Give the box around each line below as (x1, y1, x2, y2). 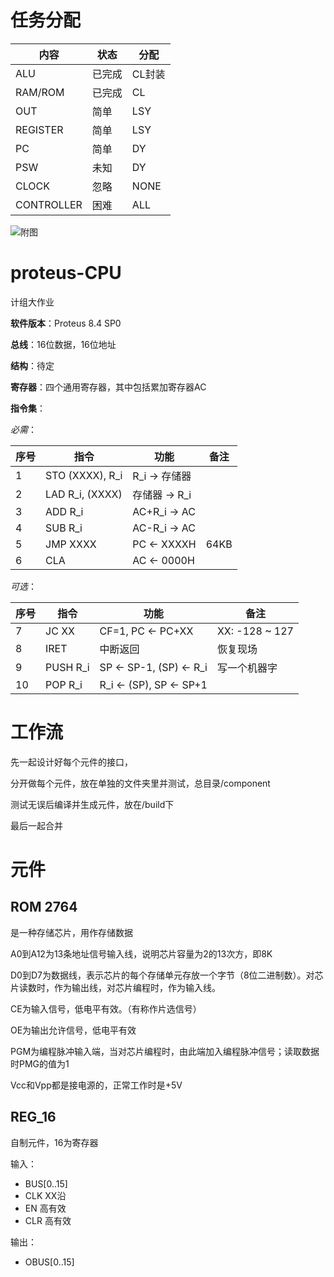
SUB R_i (45, 521, 83, 535)
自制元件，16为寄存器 (10, 1136, 99, 1148)
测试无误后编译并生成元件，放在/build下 (10, 798, 175, 810)
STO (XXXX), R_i (45, 468, 123, 482)
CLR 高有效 (24, 1214, 72, 1226)
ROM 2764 (10, 899, 78, 916)
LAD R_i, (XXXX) (45, 487, 123, 501)
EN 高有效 (24, 1202, 67, 1214)
